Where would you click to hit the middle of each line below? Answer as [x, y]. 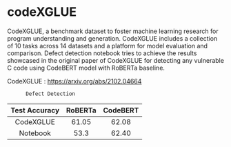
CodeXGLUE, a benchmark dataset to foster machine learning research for [113, 31]
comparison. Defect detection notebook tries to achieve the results [102, 53]
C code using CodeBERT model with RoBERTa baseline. [86, 68]
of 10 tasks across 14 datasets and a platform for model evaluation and [108, 46]
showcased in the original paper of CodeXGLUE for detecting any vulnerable [115, 60]
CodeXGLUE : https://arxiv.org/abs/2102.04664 [74, 81]
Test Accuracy [35, 110]
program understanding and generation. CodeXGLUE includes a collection [112, 38]
